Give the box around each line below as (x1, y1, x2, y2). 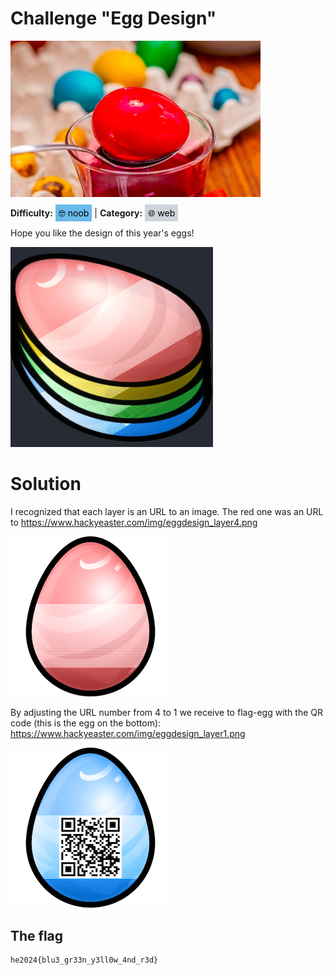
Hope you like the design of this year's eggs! (10, 227, 195, 239)
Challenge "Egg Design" (10, 7, 217, 30)
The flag (10, 927, 64, 944)
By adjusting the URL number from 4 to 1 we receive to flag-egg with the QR (10, 707, 323, 719)
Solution (10, 473, 82, 496)
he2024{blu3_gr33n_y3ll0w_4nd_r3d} (10, 955, 159, 965)
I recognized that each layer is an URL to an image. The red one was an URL (10, 506, 324, 518)
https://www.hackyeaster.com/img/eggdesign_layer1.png (10, 728, 246, 740)
